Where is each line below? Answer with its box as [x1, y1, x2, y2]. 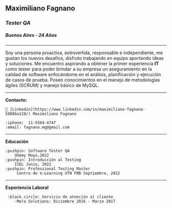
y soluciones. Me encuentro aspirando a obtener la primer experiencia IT [5, 61, 159, 67]
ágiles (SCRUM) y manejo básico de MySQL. [5, 82, 99, 88]
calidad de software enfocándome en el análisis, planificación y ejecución [5, 72, 161, 78]
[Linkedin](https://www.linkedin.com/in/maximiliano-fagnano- [10, 107, 145, 112]
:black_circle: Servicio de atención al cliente [7, 194, 114, 200]
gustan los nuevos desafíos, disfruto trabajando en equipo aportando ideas [5, 55, 164, 61]
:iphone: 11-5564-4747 [5, 120, 56, 126]
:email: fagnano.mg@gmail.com [5, 125, 70, 130]
